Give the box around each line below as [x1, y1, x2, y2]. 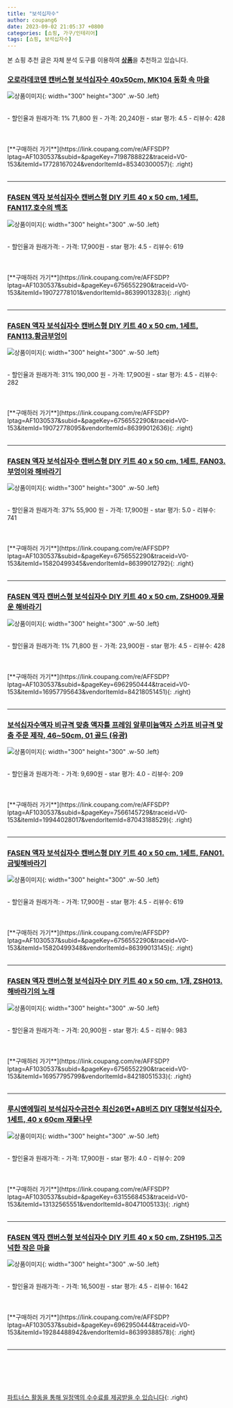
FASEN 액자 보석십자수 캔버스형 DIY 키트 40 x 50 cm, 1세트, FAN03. [7, 456, 226, 466]
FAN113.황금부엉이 [7, 331, 67, 341]
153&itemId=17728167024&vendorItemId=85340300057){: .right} [7, 160, 193, 169]
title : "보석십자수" [7, 10, 60, 17]
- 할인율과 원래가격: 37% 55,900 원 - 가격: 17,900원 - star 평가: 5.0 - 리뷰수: [7, 506, 216, 514]
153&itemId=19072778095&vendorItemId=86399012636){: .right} [7, 424, 193, 433]
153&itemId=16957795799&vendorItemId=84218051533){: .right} [7, 1072, 192, 1080]
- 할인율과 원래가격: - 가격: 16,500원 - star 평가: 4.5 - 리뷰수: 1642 [7, 1282, 189, 1291]
